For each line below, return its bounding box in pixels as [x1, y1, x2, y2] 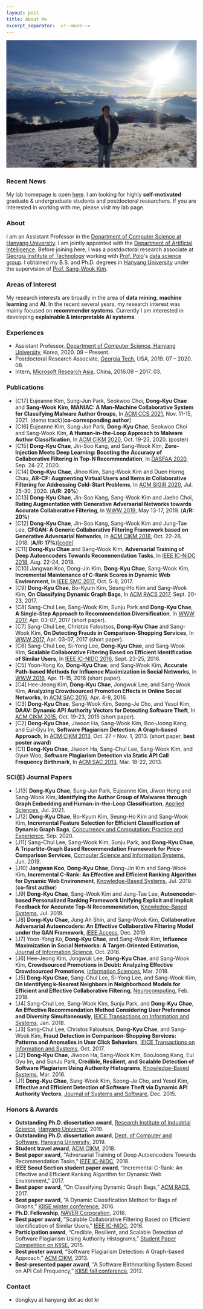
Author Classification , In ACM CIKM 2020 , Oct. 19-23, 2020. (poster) [14, 436, 188, 443]
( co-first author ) [14, 884, 57, 891]
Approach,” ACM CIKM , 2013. [14, 1254, 89, 1262]
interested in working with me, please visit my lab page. [6, 204, 145, 211]
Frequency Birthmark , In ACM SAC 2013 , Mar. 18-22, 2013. [14, 758, 163, 765]
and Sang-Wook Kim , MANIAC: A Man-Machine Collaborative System [14, 404, 194, 411]
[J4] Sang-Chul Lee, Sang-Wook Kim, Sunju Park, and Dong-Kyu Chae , [14, 1000, 194, 1007]
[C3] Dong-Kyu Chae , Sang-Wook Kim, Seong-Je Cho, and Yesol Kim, [14, 700, 192, 707]
